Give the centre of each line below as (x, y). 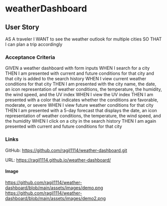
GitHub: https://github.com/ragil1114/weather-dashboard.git (66, 150)
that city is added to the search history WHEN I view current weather (76, 79)
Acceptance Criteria (30, 57)
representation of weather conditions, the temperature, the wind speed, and (83, 116)
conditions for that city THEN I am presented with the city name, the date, (81, 84)
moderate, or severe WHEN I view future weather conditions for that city (79, 105)
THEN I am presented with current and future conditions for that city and (80, 73)
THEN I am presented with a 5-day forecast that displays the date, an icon (81, 111)
